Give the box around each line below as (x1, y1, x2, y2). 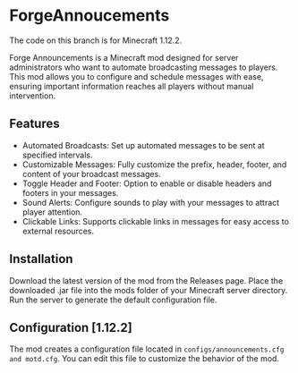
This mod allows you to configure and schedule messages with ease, (9, 71, 264, 81)
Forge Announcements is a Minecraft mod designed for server (9, 52, 239, 63)
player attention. (21, 207, 83, 217)
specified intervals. (21, 149, 93, 160)
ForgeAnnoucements (9, 5, 170, 26)
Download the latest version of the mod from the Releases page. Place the (9, 275, 284, 286)
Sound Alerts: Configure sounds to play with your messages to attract (21, 197, 280, 208)
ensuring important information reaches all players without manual (9, 81, 254, 91)
